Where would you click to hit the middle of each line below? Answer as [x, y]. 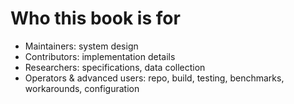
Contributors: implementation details [100, 56]
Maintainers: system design [81, 46]
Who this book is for [95, 18]
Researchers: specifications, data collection [115, 67]
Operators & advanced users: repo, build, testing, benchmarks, [154, 78]
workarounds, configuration [82, 88]
